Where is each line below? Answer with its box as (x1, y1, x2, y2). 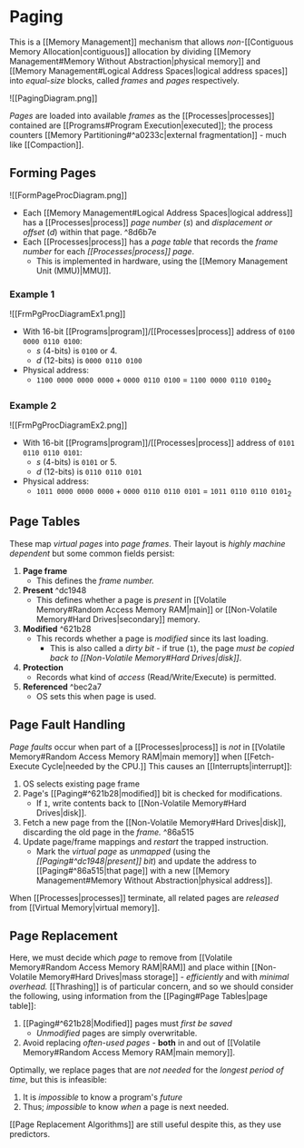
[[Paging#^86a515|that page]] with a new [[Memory (35, 865, 230, 876)
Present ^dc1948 (22, 584, 87, 596)
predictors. (9, 1129, 51, 1140)
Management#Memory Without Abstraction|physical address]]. (35, 875, 273, 886)
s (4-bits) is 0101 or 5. (35, 457, 118, 468)
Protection (22, 661, 64, 673)
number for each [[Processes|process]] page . (22, 245, 195, 256)
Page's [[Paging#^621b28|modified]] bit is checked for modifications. (22, 787, 283, 798)
